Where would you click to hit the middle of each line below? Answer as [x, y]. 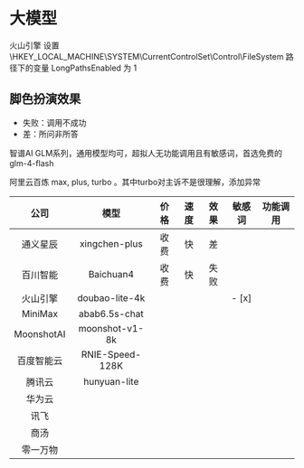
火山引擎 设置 [34, 45]
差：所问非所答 [50, 134]
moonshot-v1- [111, 328]
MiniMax [40, 314]
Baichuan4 [111, 274]
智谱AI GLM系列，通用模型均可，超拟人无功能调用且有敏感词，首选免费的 [146, 153]
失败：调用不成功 [54, 122]
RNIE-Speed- [111, 354]
